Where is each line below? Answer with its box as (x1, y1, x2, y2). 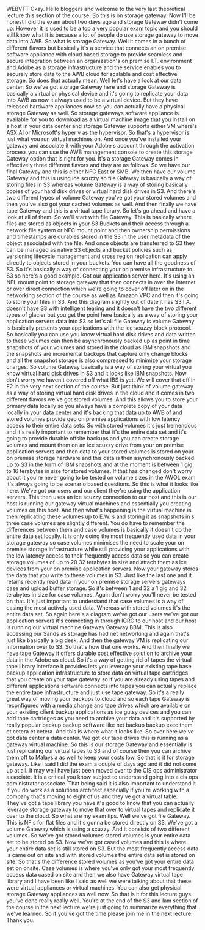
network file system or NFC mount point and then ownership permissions (6, 227, 190, 233)
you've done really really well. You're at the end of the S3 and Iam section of (6, 897, 198, 904)
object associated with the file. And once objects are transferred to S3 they (6, 240, 195, 247)
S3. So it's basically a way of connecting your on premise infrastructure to (6, 266, 193, 273)
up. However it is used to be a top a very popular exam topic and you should (6, 25, 198, 32)
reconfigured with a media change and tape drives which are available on (6, 701, 191, 709)
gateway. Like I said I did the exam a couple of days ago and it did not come (6, 760, 197, 768)
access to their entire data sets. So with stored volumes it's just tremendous (6, 422, 197, 429)
